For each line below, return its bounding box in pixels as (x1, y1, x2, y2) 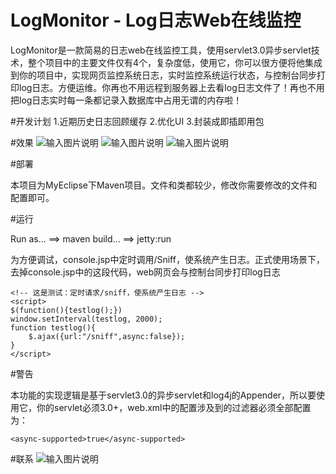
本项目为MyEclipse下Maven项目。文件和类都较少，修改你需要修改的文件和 (10, 179, 318, 191)
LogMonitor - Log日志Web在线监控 (10, 9, 302, 32)
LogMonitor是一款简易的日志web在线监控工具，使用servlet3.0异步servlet (10, 44, 312, 56)
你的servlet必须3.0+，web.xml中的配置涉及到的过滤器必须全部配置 (36, 401, 312, 413)
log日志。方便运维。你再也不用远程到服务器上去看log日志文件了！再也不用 (18, 81, 325, 93)
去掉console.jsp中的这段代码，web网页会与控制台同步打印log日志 (10, 266, 281, 278)
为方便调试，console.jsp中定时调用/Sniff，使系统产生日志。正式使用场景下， (10, 253, 325, 265)
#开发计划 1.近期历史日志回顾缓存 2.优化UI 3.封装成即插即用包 (10, 115, 265, 127)
